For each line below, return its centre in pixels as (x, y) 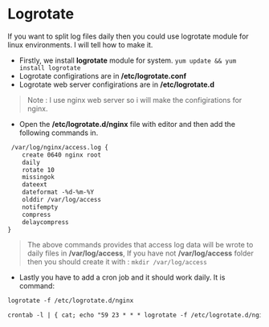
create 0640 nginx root (62, 155)
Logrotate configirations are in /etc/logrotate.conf (103, 76)
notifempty (40, 207)
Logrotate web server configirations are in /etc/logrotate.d (116, 84)
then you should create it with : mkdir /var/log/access (117, 262)
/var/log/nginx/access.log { (60, 147)
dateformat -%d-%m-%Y (58, 192)
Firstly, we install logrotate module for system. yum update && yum (128, 60)
